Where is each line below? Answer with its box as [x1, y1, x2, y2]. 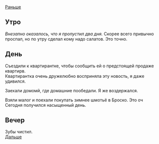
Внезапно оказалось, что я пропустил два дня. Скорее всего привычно [5, 31, 154, 37]
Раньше [5, 4, 21, 10]
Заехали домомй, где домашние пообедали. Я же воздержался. [5, 87, 138, 93]
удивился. [5, 78, 26, 84]
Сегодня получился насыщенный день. [5, 102, 86, 108]
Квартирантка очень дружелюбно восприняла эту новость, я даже [5, 73, 144, 79]
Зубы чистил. [5, 129, 33, 135]
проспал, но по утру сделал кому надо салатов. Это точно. [5, 36, 127, 42]
